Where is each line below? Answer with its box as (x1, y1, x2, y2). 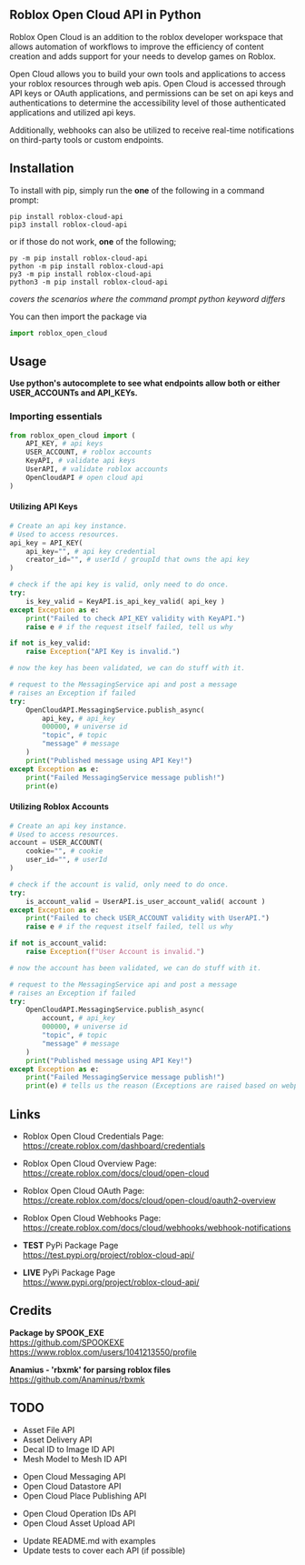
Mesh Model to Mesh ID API (22, 1453, 127, 1464)
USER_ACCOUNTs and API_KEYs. (9, 387, 138, 398)
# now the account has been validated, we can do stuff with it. (9, 963, 261, 972)
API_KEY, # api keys (25, 439, 103, 448)
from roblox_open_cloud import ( (9, 431, 136, 440)
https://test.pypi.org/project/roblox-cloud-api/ (22, 1249, 195, 1260)
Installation (9, 161, 74, 176)
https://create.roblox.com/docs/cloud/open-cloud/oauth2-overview (22, 1195, 277, 1206)
